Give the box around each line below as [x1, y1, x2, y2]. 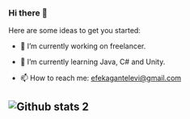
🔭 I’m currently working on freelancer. [19, 41, 146, 51]
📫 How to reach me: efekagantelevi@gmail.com [19, 73, 182, 83]
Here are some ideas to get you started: [8, 26, 141, 36]
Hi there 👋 [8, 7, 49, 19]
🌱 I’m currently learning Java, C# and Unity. [19, 57, 166, 67]
